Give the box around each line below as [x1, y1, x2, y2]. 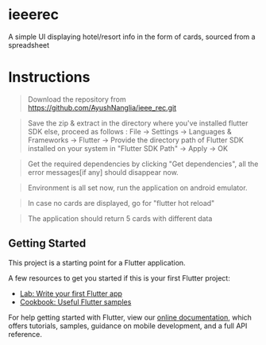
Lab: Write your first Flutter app [19, 289, 123, 298]
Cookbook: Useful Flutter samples [19, 297, 132, 307]
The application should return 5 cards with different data [27, 213, 213, 223]
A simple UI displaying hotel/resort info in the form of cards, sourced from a [8, 32, 256, 41]
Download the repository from [27, 94, 126, 104]
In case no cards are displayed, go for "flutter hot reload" [27, 198, 215, 207]
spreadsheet [8, 40, 50, 49]
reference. [8, 329, 42, 339]
